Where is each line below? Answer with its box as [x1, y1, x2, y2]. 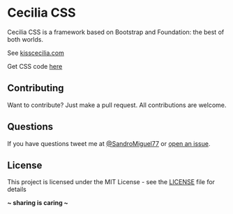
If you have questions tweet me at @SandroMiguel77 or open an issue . [7, 139, 211, 147]
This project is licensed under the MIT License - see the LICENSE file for [7, 178, 215, 186]
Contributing [7, 82, 64, 94]
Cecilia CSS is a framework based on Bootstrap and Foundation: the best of [7, 28, 225, 36]
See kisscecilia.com [7, 49, 64, 57]
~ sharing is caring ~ [7, 199, 68, 207]
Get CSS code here [7, 62, 63, 70]
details [7, 186, 27, 194]
